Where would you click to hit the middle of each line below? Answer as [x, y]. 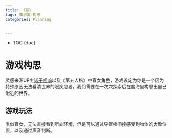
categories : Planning [28, 19]
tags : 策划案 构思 [23, 15]
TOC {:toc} [24, 43]
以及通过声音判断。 [34, 130]
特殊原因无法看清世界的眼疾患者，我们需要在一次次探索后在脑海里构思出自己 [86, 87]
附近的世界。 [19, 93]
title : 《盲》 [19, 10]
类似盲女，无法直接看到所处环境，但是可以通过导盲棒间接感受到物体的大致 [84, 124]
